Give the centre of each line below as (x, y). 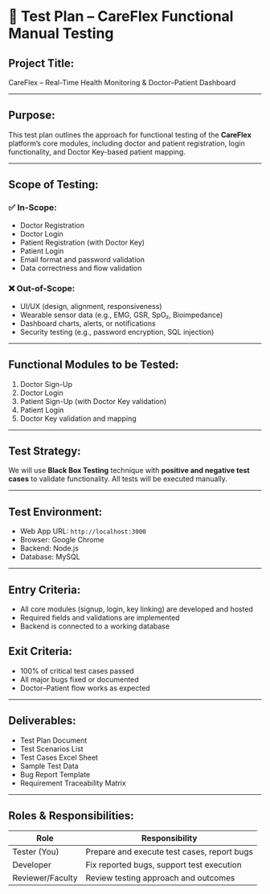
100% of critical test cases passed (77, 670)
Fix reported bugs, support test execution (164, 865)
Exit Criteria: (40, 651)
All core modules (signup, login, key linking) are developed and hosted (136, 609)
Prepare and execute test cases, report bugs (170, 852)
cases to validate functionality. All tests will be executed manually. (118, 479)
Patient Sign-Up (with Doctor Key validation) (93, 401)
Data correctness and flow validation (81, 268)
